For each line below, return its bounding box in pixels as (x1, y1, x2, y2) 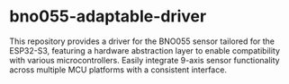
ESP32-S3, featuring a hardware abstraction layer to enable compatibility (9, 45, 281, 55)
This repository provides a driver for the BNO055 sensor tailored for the (9, 36, 275, 46)
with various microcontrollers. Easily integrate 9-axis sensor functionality (9, 55, 281, 65)
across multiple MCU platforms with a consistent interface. (9, 64, 228, 75)
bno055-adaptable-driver (9, 6, 207, 27)
